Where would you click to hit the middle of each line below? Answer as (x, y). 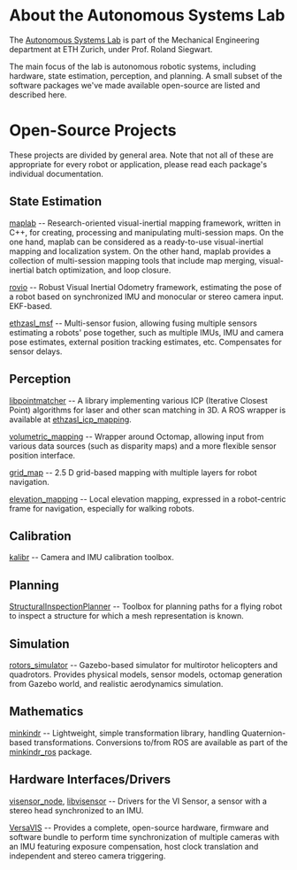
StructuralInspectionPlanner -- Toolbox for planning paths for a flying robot (146, 606)
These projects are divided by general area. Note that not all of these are (141, 155)
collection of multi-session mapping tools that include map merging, (133, 260)
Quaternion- (264, 733)
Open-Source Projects (93, 131)
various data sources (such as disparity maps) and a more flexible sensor (143, 446)
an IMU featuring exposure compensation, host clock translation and (134, 846)
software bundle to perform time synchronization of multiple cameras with (145, 836)
